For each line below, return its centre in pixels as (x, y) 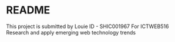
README (28, 10)
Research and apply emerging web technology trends (71, 32)
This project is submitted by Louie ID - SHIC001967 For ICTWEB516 (87, 26)
